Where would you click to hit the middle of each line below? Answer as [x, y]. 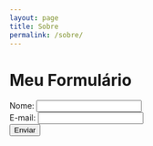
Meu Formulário [71, 80]
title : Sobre [34, 26]
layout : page [34, 18]
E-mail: [23, 118]
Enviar [25, 130]
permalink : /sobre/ [46, 35]
